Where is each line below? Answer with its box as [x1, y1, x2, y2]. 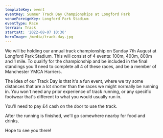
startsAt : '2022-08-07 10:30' [5, 30, 67, 35]
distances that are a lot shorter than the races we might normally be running [5, 83, 159, 89]
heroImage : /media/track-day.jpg [5, 35, 73, 40]
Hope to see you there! [5, 127, 51, 133]
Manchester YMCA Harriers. [5, 69, 62, 74]
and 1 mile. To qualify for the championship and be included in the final [5, 58, 148, 64]
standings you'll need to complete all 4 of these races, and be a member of [5, 63, 157, 69]
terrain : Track [5, 25, 36, 30]
